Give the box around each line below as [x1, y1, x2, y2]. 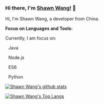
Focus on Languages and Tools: [5, 25, 73, 31]
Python [8, 74, 24, 80]
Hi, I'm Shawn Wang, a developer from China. [5, 16, 99, 22]
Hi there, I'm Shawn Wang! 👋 [5, 4, 76, 11]
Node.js [8, 54, 25, 60]
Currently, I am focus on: [5, 35, 56, 41]
